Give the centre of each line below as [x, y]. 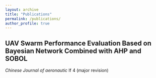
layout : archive [22, 10]
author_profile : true [27, 23]
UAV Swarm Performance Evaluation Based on [78, 43]
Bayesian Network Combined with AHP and [73, 51]
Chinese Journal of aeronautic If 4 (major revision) [57, 70]
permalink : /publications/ [33, 19]
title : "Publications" [28, 14]
